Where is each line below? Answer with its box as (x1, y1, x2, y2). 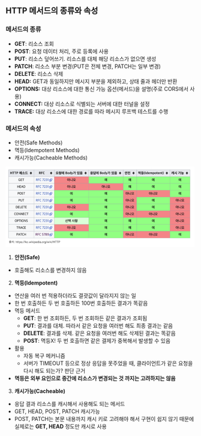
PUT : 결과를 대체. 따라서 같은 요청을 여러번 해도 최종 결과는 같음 (23, 322, 173, 329)
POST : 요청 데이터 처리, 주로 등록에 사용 (14, 48, 109, 55)
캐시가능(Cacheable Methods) (14, 154, 88, 161)
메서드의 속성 (5, 124, 41, 132)
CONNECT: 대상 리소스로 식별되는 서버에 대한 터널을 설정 (14, 100, 150, 107)
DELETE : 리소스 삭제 (14, 70, 64, 77)
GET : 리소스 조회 (14, 40, 55, 47)
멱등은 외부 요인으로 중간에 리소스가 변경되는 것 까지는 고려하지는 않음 (14, 375, 176, 382)
